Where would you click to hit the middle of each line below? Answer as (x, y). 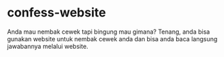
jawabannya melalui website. (48, 46)
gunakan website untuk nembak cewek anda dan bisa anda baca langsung (112, 38)
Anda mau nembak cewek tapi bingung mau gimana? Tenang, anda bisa (109, 32)
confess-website (57, 13)
